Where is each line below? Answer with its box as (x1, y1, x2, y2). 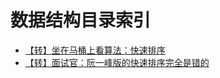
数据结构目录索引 (10, 9, 152, 32)
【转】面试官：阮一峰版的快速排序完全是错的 (24, 56, 210, 68)
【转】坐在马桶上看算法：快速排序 (24, 44, 166, 56)
